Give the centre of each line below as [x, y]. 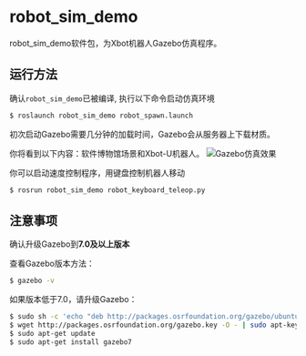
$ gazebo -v [32, 281]
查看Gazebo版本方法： [52, 264]
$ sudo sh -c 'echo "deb [56, 317]
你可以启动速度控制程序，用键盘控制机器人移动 [97, 173]
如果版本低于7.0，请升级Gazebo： [73, 300]
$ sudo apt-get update [52, 333]
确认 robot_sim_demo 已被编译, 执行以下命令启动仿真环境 [112, 98]
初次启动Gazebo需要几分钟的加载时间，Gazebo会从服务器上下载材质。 [142, 134]
